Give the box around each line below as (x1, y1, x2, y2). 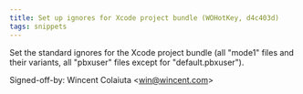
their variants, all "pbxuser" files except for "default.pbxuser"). (9, 57, 245, 68)
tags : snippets (9, 22, 68, 31)
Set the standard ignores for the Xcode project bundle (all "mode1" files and (9, 47, 295, 57)
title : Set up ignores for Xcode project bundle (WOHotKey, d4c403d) (9, 13, 280, 23)
